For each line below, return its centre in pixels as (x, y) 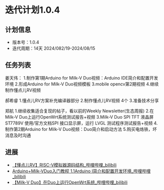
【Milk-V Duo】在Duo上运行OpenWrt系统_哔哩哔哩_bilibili (70, 182)
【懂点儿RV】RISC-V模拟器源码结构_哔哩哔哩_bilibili (64, 165)
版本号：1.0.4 (25, 42)
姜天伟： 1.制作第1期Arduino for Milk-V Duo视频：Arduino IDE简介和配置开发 (82, 78)
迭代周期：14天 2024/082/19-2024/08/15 (54, 48)
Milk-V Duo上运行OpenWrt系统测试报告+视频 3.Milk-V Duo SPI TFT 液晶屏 (79, 117)
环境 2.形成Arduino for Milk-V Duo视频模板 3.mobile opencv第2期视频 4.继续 (82, 84)
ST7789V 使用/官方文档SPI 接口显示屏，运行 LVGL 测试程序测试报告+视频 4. (82, 123)
